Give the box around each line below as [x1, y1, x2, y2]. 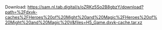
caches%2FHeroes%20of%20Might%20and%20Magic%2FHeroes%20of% [5, 15, 158, 20]
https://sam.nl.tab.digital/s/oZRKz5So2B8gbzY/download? [27, 4, 144, 10]
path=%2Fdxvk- [5, 9, 38, 15]
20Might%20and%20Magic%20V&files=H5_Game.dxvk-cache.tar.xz [5, 19, 143, 25]
